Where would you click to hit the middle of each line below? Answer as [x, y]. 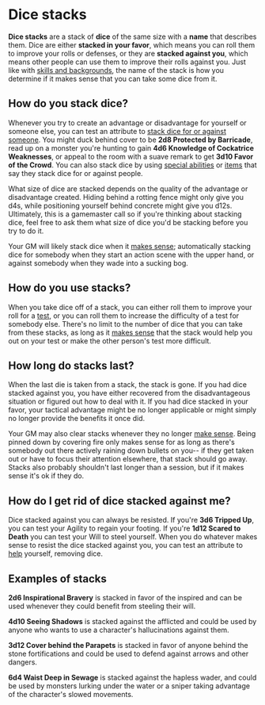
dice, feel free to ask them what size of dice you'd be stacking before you [128, 222]
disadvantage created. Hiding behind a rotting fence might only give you [126, 197]
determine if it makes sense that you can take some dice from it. [113, 79]
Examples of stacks [57, 579]
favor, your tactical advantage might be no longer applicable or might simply [132, 410]
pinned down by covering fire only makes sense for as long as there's [122, 443]
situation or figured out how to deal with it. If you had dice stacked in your [129, 401]
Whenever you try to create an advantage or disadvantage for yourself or [127, 123]
